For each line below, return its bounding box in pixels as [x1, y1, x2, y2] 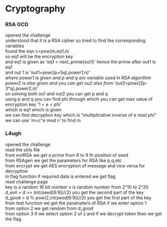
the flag [5, 216, 21, 222]
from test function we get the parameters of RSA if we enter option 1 [5, 200, 147, 206]
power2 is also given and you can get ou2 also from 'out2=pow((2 [5, 80, 143, 86]
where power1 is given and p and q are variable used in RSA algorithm [5, 75, 151, 81]
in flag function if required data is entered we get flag [5, 173, 116, 179]
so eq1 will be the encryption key [5, 54, 73, 60]
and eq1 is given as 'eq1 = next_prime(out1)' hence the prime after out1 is [5, 59, 156, 65]
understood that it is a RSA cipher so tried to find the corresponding [5, 38, 146, 44]
